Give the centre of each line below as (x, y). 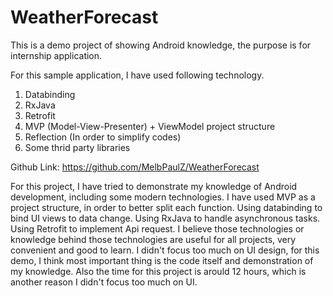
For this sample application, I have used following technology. (137, 75)
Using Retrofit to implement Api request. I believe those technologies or (157, 228)
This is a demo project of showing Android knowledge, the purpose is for (161, 45)
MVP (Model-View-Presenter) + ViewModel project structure (150, 126)
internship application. (56, 55)
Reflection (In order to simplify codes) (103, 137)
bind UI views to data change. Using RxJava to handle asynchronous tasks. (165, 218)
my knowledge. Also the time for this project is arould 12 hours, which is (158, 271)
